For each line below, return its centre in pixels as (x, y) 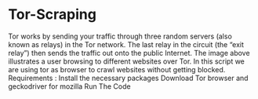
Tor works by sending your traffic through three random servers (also (120, 36)
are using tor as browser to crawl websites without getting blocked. (117, 69)
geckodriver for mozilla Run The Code (69, 86)
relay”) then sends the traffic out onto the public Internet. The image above (129, 53)
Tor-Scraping (52, 15)
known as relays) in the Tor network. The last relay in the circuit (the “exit (126, 44)
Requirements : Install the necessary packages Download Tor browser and (128, 78)
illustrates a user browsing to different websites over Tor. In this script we (127, 61)
